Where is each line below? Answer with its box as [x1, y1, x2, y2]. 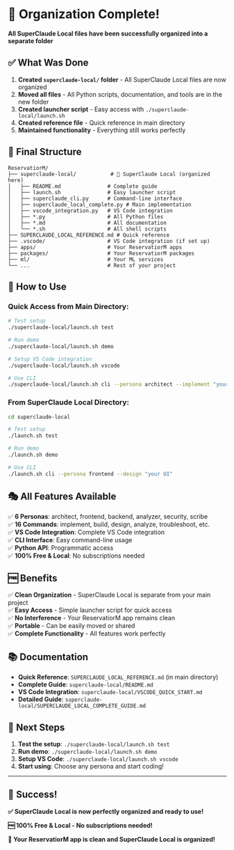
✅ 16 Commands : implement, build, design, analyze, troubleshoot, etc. [8, 520, 210, 528]
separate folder [8, 36, 54, 45]
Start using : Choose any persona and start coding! [17, 762, 164, 770]
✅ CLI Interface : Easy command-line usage [8, 536, 133, 544]
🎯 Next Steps [8, 721, 65, 733]
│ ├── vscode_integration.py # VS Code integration [8, 207, 173, 214]
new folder [17, 97, 49, 106]
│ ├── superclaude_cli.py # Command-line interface [8, 195, 183, 202]
